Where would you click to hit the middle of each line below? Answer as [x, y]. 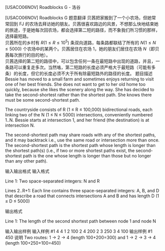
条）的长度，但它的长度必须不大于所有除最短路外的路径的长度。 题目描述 [79, 73]
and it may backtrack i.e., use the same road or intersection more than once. [82, 140]
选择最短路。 [18, 36]
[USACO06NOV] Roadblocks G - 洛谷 [43, 7]
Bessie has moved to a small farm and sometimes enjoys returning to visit [80, 79]
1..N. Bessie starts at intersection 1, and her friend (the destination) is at [77, 120]
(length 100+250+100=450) [33, 243]
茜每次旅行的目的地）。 [28, 55]
